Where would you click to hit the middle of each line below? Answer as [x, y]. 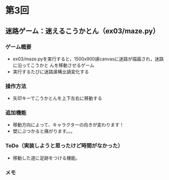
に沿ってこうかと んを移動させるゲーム [53, 65]
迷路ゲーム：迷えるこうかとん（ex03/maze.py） [82, 31]
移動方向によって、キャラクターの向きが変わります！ [68, 125]
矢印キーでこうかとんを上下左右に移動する [57, 98]
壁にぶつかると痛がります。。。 [44, 131]
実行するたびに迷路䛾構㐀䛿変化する [51, 72]
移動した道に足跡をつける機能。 [46, 158]
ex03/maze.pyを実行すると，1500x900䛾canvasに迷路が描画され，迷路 [88, 59]
